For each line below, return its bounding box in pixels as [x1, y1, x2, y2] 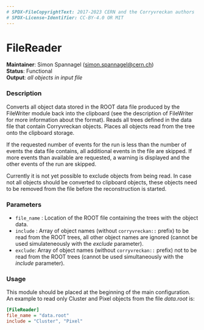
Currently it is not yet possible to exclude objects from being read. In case [6, 172, 192, 179]
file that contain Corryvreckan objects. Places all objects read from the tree [6, 123, 195, 130]
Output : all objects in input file [6, 74, 83, 81]
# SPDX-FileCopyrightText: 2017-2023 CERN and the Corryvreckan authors [6, 9, 195, 15]
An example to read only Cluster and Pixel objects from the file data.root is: [6, 295, 195, 303]
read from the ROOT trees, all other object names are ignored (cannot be [15, 234, 198, 241]
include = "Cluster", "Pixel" [6, 318, 83, 325]
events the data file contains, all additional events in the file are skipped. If [6, 147, 192, 154]
